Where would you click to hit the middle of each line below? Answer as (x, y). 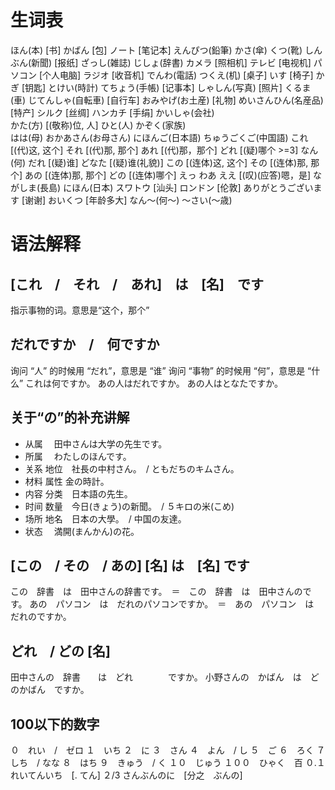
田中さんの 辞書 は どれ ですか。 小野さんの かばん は (156, 677)
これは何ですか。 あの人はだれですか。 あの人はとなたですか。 (154, 383)
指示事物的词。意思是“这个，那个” (80, 310)
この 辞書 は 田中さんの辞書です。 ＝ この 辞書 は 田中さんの (156, 592)
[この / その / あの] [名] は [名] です (130, 565)
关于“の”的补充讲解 (70, 417)
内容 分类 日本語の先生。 (78, 493)
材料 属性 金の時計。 (67, 481)
